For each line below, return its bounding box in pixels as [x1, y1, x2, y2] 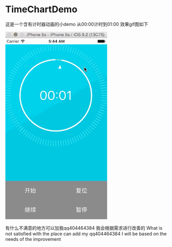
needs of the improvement [5, 236, 61, 242]
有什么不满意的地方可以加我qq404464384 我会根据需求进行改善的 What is [5, 225, 163, 231]
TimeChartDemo [5, 4, 78, 15]
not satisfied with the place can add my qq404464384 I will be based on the [5, 231, 167, 237]
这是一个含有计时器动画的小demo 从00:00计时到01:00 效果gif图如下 [5, 21, 148, 27]
